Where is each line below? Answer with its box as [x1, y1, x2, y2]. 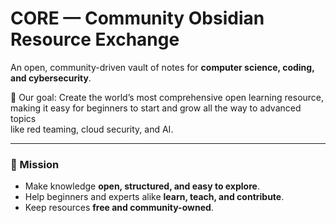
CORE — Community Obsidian [10, 7, 265, 30]
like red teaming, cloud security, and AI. [10, 123, 174, 135]
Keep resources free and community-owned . [24, 202, 214, 214]
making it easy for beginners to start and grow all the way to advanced [10, 102, 302, 114]
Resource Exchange [10, 28, 180, 51]
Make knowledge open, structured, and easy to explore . [24, 180, 260, 192]
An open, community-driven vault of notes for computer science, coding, [10, 61, 315, 73]
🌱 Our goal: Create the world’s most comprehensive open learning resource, [10, 91, 325, 103]
